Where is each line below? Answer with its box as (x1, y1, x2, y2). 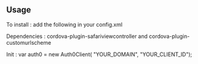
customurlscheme (6, 39, 51, 46)
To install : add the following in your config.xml (6, 21, 123, 28)
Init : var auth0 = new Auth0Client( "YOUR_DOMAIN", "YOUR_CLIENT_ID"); (6, 51, 193, 58)
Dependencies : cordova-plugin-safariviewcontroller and (6, 33, 148, 40)
